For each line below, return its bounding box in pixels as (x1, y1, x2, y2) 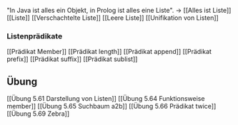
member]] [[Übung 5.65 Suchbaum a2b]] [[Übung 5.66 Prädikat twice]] (6, 102, 217, 111)
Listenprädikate (6, 31, 63, 41)
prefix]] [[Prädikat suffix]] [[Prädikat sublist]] (6, 55, 138, 63)
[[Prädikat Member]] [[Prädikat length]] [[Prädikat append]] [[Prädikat (6, 48, 212, 56)
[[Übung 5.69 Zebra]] (6, 109, 70, 118)
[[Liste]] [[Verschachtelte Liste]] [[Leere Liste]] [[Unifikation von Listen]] (6, 13, 219, 22)
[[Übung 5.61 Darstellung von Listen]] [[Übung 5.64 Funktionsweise (6, 94, 205, 103)
